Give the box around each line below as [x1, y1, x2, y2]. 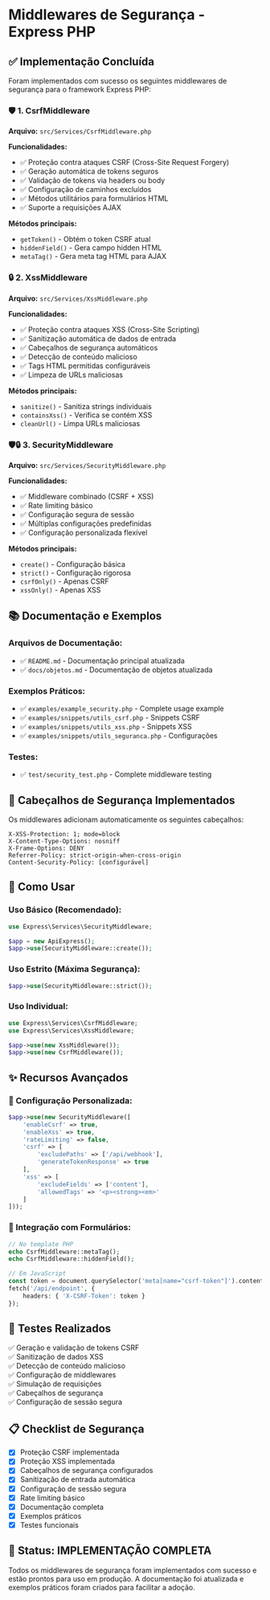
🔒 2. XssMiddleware [8, 272, 88, 283]
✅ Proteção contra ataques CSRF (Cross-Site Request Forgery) [19, 158, 230, 167]
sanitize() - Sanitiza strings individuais [19, 401, 153, 411]
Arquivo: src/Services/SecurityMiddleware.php [8, 460, 166, 470]
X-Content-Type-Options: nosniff [8, 837, 121, 845]
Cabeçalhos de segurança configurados [19, 1466, 154, 1475]
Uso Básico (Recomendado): [8, 905, 122, 916]
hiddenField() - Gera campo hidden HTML [19, 243, 162, 252]
